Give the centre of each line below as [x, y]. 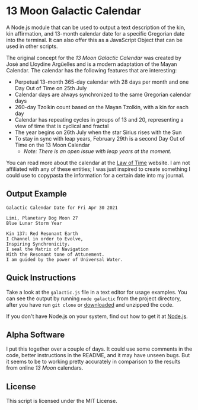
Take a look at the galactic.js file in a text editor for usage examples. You [97, 292]
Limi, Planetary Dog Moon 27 [42, 218]
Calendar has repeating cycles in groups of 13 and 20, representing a [99, 119]
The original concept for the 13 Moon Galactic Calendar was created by [94, 58]
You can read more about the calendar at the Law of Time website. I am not [98, 163]
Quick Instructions [41, 278]
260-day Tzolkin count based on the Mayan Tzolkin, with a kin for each [101, 107]
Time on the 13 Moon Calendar [52, 145]
